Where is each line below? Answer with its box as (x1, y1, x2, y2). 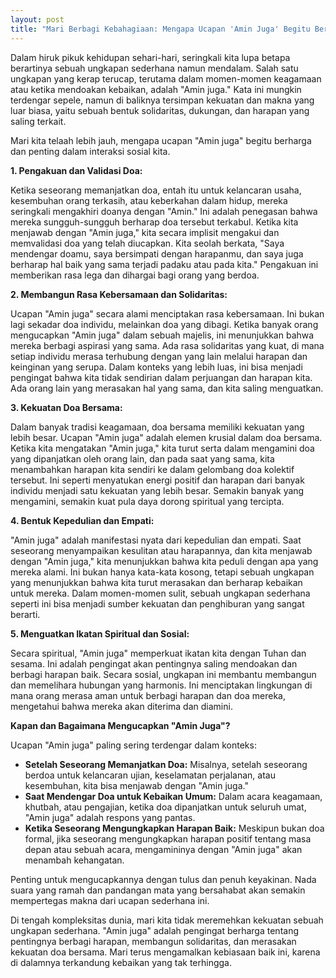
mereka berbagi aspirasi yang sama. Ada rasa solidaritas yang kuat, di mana (10, 339, 325, 351)
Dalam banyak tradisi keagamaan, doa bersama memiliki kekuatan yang (10, 421, 305, 433)
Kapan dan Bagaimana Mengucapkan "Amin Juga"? (10, 719, 231, 731)
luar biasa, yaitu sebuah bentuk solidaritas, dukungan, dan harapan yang (10, 104, 310, 116)
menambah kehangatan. (24, 854, 125, 866)
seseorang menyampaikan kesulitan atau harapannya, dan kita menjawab (10, 544, 313, 556)
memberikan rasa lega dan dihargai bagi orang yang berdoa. (10, 269, 260, 281)
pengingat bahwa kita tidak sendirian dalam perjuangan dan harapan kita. (10, 371, 313, 383)
